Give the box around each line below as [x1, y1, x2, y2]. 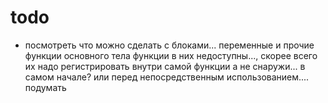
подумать [24, 81, 67, 93]
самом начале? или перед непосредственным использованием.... [24, 71, 310, 83]
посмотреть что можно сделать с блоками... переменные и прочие [24, 39, 315, 51]
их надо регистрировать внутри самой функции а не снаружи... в [24, 60, 306, 72]
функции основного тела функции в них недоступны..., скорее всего [24, 49, 318, 61]
